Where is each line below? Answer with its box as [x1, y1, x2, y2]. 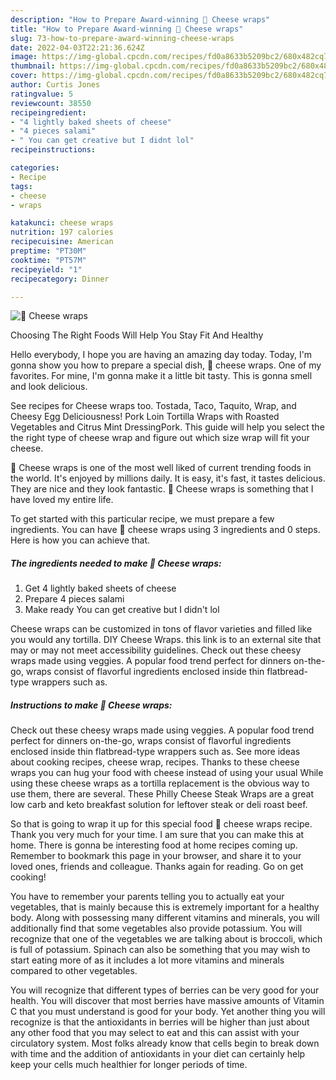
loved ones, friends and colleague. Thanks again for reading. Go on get [10, 861, 304, 873]
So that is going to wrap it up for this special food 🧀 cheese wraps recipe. [10, 818, 313, 830]
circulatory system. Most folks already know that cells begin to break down [10, 1037, 320, 1050]
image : [10, 52, 38, 62]
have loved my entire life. [10, 494, 114, 506]
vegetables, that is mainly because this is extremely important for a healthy [10, 901, 320, 913]
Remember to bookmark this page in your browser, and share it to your [10, 850, 302, 862]
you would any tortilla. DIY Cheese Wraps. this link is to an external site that [10, 634, 322, 646]
